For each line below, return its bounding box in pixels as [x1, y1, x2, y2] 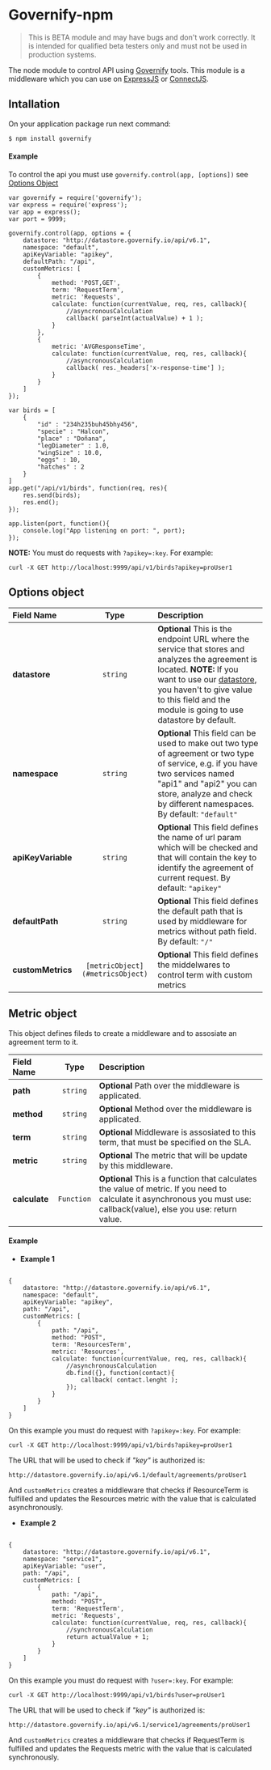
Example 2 [19, 1517, 56, 1527]
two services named [156, 767, 235, 779]
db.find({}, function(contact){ [65, 1369, 175, 1377]
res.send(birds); [23, 491, 81, 499]
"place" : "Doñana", [37, 435, 106, 443]
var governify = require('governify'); [8, 193, 143, 202]
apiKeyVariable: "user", [23, 1562, 106, 1570]
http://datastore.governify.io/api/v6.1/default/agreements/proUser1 [8, 1471, 248, 1479]
